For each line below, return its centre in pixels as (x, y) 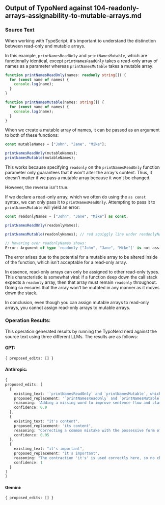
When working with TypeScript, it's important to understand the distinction (81, 40)
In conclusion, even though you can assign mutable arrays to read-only (77, 303)
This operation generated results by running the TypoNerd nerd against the (81, 331)
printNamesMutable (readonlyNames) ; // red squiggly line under (71, 234)
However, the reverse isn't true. (37, 188)
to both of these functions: (32, 135)
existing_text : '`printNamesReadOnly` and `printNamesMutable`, (81, 394)
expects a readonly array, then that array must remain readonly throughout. (81, 282)
